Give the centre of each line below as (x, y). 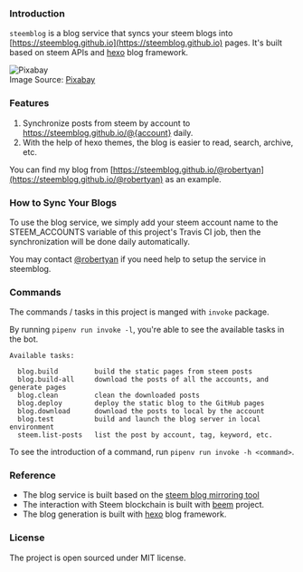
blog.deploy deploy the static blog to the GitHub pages (141, 403)
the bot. (24, 339)
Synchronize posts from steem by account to (106, 123)
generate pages (38, 388)
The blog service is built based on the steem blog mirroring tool (141, 495)
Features (29, 103)
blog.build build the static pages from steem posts (135, 372)
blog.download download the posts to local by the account (141, 412)
